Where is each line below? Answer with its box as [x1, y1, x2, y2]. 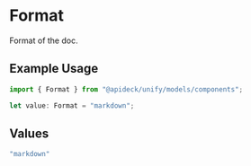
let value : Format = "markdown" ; [9, 100, 135, 110]
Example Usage [9, 61, 99, 76]
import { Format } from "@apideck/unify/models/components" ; [9, 84, 244, 94]
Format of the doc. [9, 35, 78, 46]
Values [9, 126, 49, 141]
